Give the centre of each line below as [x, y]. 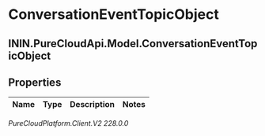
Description [92, 105]
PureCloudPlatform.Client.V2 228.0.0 [68, 123]
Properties [35, 82]
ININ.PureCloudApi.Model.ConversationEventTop [133, 44]
